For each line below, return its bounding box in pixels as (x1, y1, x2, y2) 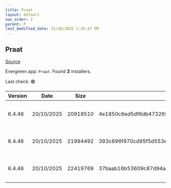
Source (5, 58, 20, 64)
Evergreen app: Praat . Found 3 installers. (5, 68, 92, 74)
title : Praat (5, 7, 33, 13)
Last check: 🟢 (5, 78, 36, 84)
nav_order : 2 (5, 17, 33, 22)
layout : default (5, 12, 40, 17)
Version (8, 92, 27, 99)
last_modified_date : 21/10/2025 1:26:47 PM (5, 26, 99, 31)
